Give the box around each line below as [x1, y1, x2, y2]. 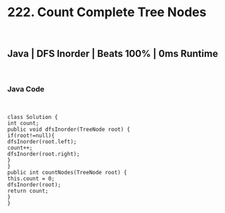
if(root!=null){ [7, 132, 55, 139]
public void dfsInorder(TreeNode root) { [7, 126, 131, 134]
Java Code [7, 84, 44, 93]
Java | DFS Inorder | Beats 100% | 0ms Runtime [7, 48, 219, 60]
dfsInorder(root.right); [7, 150, 80, 158]
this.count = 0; [7, 175, 55, 183]
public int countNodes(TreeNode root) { [7, 169, 128, 176]
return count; [7, 188, 49, 195]
